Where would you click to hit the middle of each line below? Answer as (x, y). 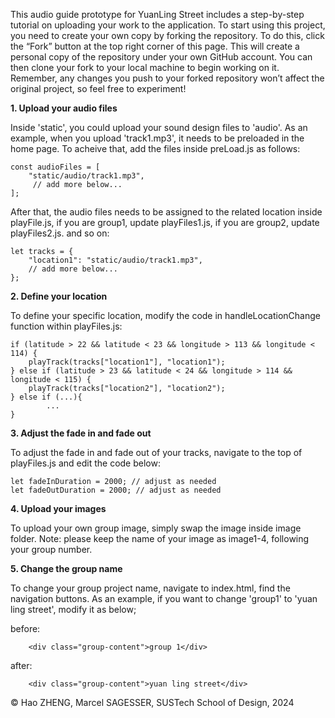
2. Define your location (59, 296)
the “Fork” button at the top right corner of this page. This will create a (155, 46)
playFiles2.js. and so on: (60, 233)
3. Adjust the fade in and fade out (81, 433)
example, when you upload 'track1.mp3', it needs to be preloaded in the (157, 138)
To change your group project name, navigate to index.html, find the (150, 588)
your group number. (51, 549)
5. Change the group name (66, 568)
